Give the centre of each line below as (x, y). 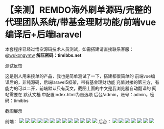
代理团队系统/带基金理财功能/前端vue (81, 22)
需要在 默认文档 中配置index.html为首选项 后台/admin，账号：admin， (80, 94)
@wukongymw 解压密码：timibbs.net (43, 55)
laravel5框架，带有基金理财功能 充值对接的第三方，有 (106, 82)
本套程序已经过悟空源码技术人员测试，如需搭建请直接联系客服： (69, 49)
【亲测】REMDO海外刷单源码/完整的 (78, 10)
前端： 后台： (58, 121)
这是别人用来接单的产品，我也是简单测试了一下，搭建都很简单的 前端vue (78, 76)
